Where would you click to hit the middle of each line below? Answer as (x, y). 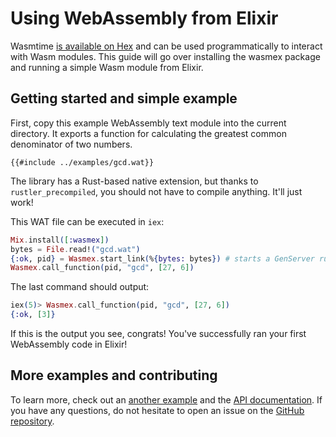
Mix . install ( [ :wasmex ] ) (60, 240)
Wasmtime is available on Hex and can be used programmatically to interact (166, 46)
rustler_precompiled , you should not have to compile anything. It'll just (156, 191)
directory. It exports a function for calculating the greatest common (148, 133)
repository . (32, 421)
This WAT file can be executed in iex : (87, 221)
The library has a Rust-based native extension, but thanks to (134, 181)
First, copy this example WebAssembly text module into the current (148, 123)
